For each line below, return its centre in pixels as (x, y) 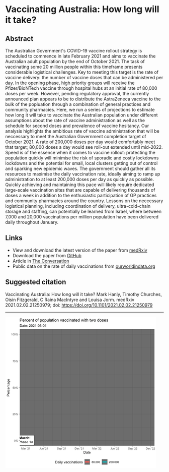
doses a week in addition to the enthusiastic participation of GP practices (81, 195)
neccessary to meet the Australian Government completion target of (76, 136)
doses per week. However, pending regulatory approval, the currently (77, 94)
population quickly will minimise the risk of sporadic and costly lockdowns (82, 158)
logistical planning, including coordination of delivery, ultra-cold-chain (78, 206)
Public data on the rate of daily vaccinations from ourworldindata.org (84, 266)
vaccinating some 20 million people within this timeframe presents (74, 67)
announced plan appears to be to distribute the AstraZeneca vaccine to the (83, 99)
